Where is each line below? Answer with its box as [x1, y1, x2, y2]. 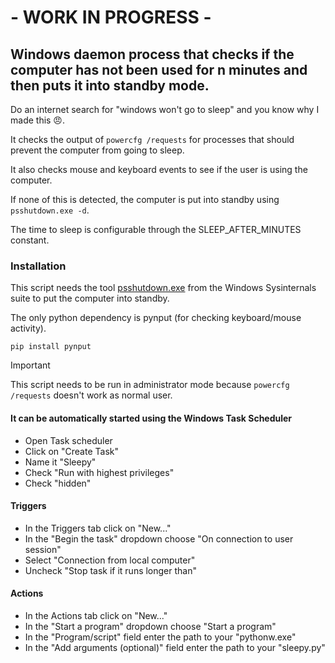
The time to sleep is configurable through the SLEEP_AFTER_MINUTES [10, 224, 302, 235]
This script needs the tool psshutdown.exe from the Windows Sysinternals [10, 282, 317, 294]
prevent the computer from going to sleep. [10, 144, 185, 156]
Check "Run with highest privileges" [24, 466, 175, 478]
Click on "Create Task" [24, 445, 119, 457]
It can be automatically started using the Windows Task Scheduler [10, 412, 293, 424]
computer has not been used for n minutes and [10, 61, 308, 78]
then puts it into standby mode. [10, 77, 210, 94]
